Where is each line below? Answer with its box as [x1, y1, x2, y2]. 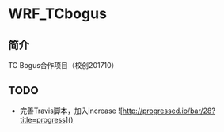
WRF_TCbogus [8, 5, 107, 23]
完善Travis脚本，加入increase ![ [19, 106, 123, 115]
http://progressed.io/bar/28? [122, 106, 216, 115]
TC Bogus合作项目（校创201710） [8, 61, 119, 70]
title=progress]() [19, 115, 74, 124]
